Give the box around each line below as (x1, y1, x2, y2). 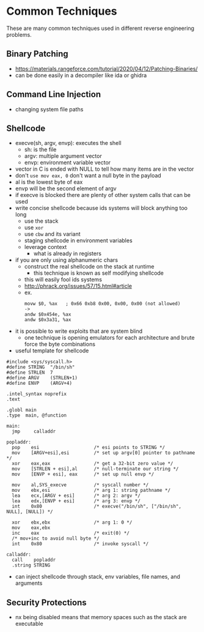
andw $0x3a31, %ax (24, 317, 71, 323)
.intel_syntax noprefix (6, 391, 67, 397)
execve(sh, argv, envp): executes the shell (15, 139, 122, 147)
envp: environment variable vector (24, 159, 111, 166)
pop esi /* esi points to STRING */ (12, 445, 166, 451)
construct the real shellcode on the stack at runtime (24, 263, 155, 270)
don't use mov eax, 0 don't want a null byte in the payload (15, 172, 162, 179)
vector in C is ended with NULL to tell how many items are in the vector (15, 165, 194, 173)
